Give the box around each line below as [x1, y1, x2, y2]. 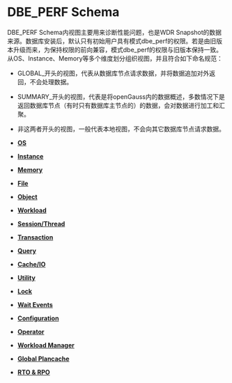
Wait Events [17, 300, 54, 308]
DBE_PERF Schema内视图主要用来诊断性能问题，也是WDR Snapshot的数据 [7, 28, 222, 36]
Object [17, 192, 38, 201]
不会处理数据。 [29, 77, 73, 86]
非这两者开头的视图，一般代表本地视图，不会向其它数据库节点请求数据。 [17, 125, 225, 133]
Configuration [17, 314, 59, 322]
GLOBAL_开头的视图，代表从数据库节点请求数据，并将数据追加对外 [17, 69, 210, 77]
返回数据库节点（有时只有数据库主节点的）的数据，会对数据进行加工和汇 [17, 101, 225, 109]
